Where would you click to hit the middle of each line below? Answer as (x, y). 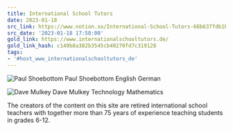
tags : (15, 53)
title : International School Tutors (60, 14)
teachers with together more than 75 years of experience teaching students (115, 112)
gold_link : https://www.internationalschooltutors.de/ (88, 40)
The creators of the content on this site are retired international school (107, 105)
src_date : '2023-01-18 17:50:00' (55, 33)
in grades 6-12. (29, 120)
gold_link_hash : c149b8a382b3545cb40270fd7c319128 (82, 46)
